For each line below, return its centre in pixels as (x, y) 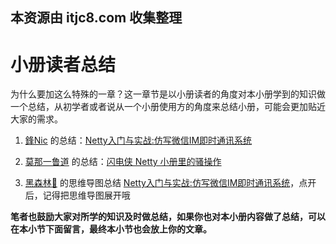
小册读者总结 (63, 64)
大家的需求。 (36, 119)
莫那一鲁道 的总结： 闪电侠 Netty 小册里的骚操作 (123, 162)
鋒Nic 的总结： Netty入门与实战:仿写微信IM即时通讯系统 (138, 140)
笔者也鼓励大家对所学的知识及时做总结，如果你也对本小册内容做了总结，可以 (168, 217)
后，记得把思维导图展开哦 (77, 195)
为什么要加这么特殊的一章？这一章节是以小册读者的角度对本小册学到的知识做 (168, 94)
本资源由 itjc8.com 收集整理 (96, 18)
